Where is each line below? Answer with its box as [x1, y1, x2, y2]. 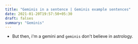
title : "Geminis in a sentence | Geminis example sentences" [5, 7, 131, 12]
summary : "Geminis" [5, 20, 45, 25]
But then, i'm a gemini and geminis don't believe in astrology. [12, 33, 133, 39]
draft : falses [5, 16, 34, 21]
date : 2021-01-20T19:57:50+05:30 [5, 11, 73, 16]
